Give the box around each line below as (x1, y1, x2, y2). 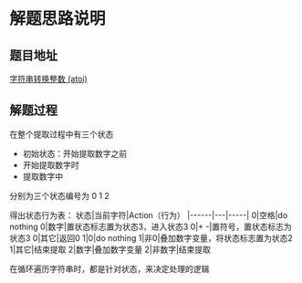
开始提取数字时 (22, 159, 79, 170)
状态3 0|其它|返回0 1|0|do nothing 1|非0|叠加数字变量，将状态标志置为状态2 (9, 232, 294, 243)
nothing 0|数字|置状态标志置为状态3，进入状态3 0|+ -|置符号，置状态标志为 (9, 221, 292, 232)
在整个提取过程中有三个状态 (9, 129, 114, 140)
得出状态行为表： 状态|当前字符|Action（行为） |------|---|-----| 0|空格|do (9, 209, 288, 220)
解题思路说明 (9, 8, 107, 29)
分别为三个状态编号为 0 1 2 (9, 190, 109, 201)
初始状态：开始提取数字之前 (22, 148, 128, 159)
